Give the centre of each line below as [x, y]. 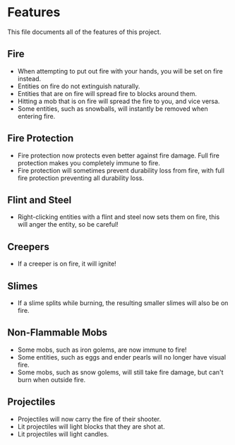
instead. [29, 78]
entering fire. [36, 116]
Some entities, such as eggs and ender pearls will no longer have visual [122, 357]
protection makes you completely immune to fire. [89, 162]
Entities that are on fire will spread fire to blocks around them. [107, 93]
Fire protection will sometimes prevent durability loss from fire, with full [121, 170]
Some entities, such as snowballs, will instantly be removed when [113, 108]
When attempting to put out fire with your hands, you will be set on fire [120, 71]
